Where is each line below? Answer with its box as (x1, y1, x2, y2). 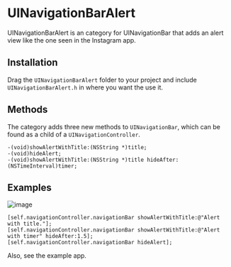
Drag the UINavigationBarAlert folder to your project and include (7, 75, 197, 84)
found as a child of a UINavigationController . (7, 130, 140, 138)
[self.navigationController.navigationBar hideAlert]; (7, 239, 173, 246)
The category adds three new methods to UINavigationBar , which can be (7, 122, 221, 131)
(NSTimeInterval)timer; (7, 162, 78, 170)
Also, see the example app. (7, 251, 87, 260)
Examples (7, 181, 52, 193)
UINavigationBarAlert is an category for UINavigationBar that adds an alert (7, 28, 224, 37)
